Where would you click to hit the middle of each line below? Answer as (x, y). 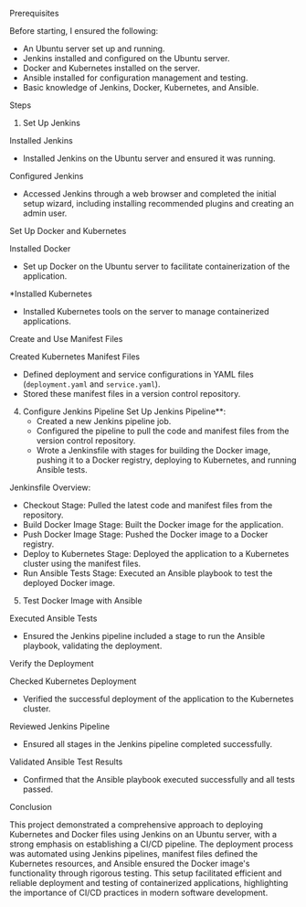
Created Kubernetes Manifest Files (74, 357)
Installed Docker (40, 249)
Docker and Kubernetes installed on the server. (111, 68)
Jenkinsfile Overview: (50, 487)
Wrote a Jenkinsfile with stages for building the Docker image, (153, 450)
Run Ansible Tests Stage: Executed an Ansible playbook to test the (148, 573)
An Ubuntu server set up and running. (94, 48)
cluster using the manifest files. (82, 563)
